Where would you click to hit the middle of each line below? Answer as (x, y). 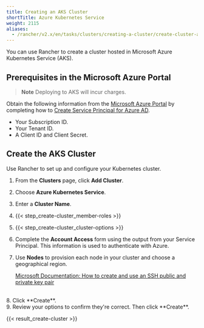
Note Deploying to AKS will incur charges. (73, 92)
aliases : (17, 29)
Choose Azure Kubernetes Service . (60, 192)
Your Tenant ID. (34, 128)
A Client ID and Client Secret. (51, 135)
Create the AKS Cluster (51, 154)
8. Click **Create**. (31, 300)
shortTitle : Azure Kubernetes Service (55, 18)
